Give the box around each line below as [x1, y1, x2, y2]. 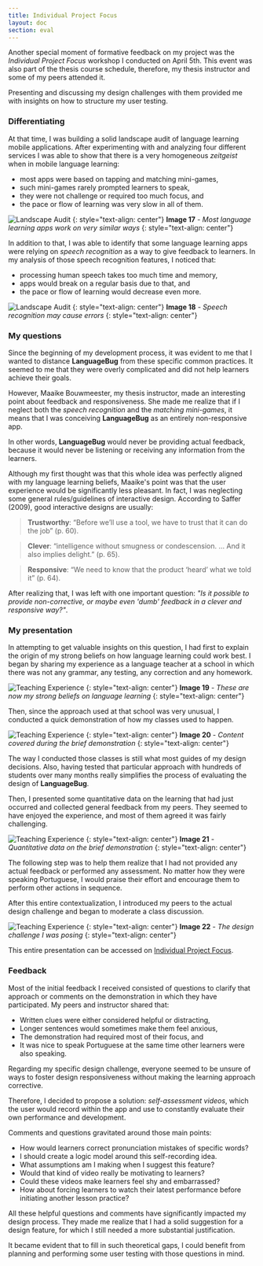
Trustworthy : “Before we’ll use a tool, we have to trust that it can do [27, 517, 248, 527]
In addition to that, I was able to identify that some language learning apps [8, 238, 248, 248]
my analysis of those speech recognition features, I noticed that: [8, 255, 217, 264]
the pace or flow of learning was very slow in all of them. [19, 199, 204, 209]
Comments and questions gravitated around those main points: [8, 1128, 212, 1137]
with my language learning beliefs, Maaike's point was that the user [8, 477, 226, 486]
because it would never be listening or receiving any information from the [8, 445, 246, 455]
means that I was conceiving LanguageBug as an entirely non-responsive [8, 413, 247, 423]
